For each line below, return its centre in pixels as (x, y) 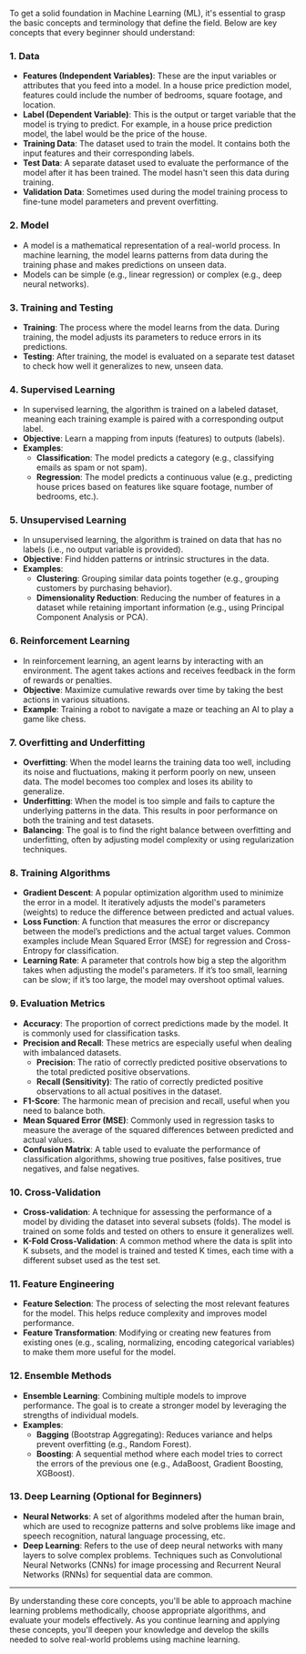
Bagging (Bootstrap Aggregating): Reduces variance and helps (154, 1434)
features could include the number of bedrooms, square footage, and (153, 96)
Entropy (37, 951)
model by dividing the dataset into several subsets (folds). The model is (157, 1221)
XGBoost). (56, 1473)
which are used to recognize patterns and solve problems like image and (159, 1526)
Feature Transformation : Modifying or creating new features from (147, 1332)
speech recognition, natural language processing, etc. (124, 1536)
